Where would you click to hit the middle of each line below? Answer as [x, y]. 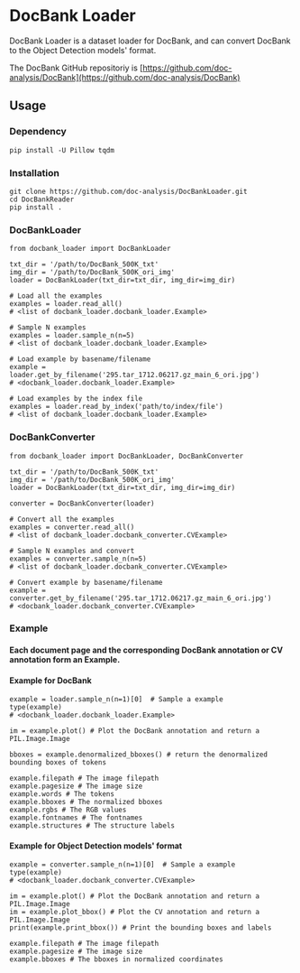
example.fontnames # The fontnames [76, 818]
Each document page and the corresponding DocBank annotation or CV [146, 650]
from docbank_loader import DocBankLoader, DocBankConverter [127, 456]
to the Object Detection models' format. [83, 50]
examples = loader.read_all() [66, 304]
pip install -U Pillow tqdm [62, 150]
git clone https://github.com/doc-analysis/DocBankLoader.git [128, 191]
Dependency [38, 132]
